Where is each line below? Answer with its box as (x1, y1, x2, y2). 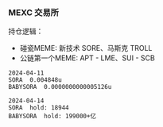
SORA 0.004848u (8, 76, 62, 84)
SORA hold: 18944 (8, 104, 69, 112)
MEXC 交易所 (8, 6, 60, 17)
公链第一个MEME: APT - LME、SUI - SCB (19, 53, 155, 63)
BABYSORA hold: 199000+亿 (8, 113, 97, 121)
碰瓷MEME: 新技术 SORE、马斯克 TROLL (19, 44, 153, 53)
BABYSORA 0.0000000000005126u (8, 83, 112, 91)
